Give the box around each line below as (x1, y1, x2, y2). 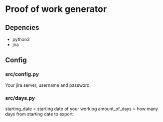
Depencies (5, 23, 39, 32)
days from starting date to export (5, 111, 73, 117)
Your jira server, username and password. (5, 82, 91, 88)
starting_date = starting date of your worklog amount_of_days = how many (5, 106, 159, 112)
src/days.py (5, 94, 35, 101)
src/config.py (5, 71, 39, 78)
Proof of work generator (5, 3, 107, 15)
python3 (12, 36, 30, 42)
